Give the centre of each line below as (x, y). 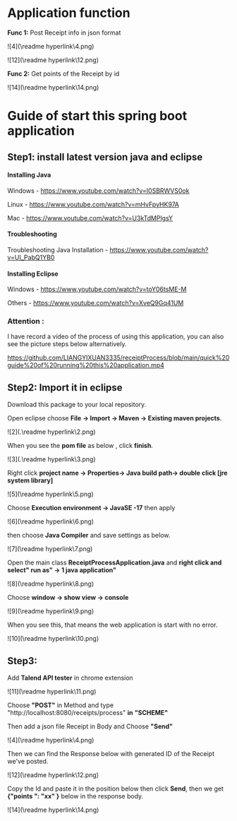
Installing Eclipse (33, 273)
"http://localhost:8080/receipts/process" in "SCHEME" (88, 713)
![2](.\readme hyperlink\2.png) (52, 432)
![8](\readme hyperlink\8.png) (51, 584)
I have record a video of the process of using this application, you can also (116, 336)
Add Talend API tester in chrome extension (70, 678)
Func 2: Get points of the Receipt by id (63, 73)
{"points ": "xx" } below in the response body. (75, 796)
